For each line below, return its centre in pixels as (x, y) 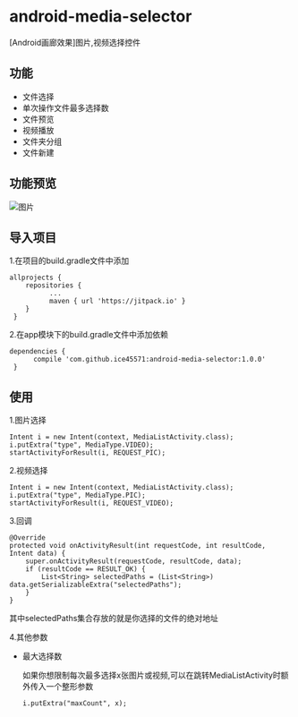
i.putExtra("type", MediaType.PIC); (77, 495)
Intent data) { (38, 554)
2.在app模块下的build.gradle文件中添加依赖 (89, 335)
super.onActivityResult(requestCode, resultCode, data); (134, 561)
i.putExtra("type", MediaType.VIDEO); (81, 445)
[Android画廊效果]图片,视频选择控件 (75, 42)
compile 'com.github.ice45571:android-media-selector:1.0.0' (149, 360)
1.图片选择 (28, 420)
